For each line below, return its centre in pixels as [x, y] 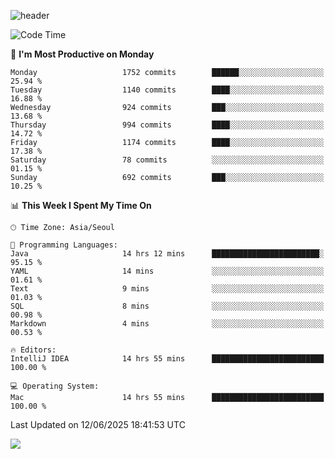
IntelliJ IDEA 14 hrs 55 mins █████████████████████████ [167, 359]
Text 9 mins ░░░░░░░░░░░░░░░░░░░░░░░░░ [167, 289]
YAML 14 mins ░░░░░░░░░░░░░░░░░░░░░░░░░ [167, 271]
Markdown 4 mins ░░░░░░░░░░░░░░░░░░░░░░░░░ [167, 324]
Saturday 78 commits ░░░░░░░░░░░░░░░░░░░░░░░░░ [167, 160]
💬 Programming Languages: [64, 245]
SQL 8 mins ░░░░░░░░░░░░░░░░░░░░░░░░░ [167, 306]
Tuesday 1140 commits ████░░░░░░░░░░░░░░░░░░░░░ [167, 90]
